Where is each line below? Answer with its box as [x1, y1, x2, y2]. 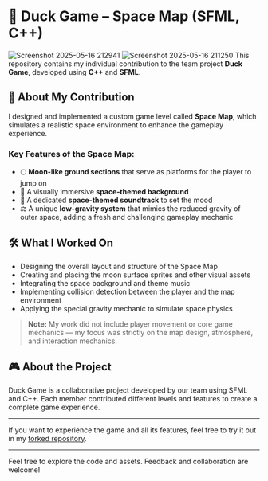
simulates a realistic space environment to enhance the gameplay [8, 119, 224, 130]
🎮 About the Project [8, 360, 112, 373]
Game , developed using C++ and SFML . [8, 67, 141, 76]
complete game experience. [8, 402, 100, 412]
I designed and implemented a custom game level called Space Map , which [8, 111, 257, 121]
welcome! [8, 465, 41, 475]
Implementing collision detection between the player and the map [19, 287, 235, 296]
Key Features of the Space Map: [8, 148, 135, 159]
